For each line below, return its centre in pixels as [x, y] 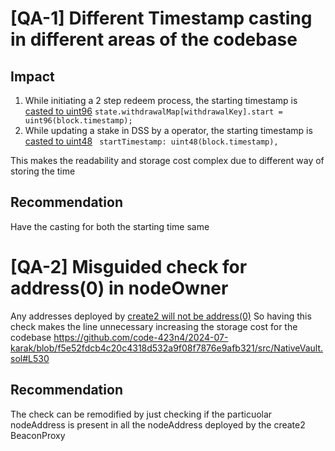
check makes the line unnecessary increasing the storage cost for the [154, 326]
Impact [32, 76]
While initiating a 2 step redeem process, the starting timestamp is [161, 100]
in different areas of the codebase [154, 39]
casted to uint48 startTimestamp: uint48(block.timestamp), [151, 141]
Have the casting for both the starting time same [110, 226]
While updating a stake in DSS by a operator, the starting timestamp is [168, 130]
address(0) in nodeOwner [119, 288]
